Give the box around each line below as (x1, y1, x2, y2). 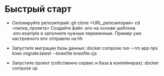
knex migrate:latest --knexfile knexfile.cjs (11, 50, 97, 56)
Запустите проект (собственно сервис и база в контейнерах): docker (11, 60, 159, 66)
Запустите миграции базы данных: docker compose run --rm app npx (11, 45, 158, 51)
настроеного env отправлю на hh (11, 36, 83, 41)
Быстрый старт (4, 3, 72, 15)
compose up (11, 65, 38, 71)
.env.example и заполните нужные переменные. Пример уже (11, 30, 142, 36)
